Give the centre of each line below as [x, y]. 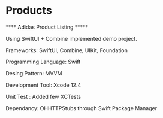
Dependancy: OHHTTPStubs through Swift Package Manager [81, 108]
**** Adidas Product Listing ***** [47, 27]
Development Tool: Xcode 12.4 [43, 85]
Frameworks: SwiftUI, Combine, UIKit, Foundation [67, 50]
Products [29, 10]
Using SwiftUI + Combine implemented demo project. [71, 38]
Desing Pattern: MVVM [34, 73]
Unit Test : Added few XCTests [43, 96]
